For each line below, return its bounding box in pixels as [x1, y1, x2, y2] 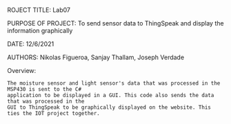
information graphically [7, 27, 73, 34]
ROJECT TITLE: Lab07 [7, 6, 71, 14]
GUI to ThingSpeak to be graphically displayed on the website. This [7, 104, 212, 111]
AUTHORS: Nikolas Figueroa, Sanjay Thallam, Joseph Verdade [7, 53, 185, 61]
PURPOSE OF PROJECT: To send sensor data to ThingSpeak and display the [7, 19, 224, 27]
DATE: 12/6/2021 [7, 40, 54, 48]
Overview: [7, 67, 37, 74]
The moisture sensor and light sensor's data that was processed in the [7, 80, 221, 87]
